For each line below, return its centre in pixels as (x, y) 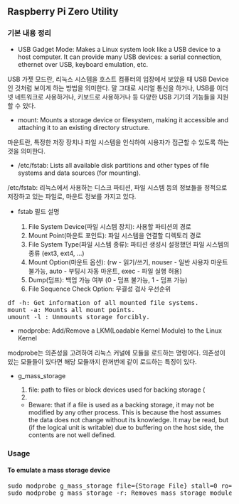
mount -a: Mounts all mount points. (71, 310)
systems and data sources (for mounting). (79, 173)
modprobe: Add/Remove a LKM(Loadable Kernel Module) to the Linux (120, 331)
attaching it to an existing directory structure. (84, 127)
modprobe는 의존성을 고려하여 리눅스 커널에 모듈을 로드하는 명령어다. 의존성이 (116, 353)
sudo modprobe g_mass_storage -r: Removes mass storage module (120, 493)
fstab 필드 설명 (38, 211)
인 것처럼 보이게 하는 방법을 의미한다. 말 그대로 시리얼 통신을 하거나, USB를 (111, 87)
